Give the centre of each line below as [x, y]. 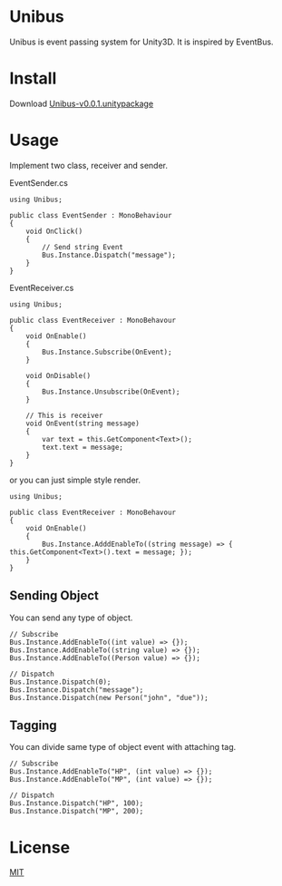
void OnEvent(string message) [83, 424]
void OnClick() [54, 231]
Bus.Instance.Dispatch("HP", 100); [77, 803]
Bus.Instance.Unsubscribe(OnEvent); [111, 392]
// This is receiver [64, 415]
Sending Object [54, 596]
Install [33, 78]
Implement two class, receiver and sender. [89, 165]
